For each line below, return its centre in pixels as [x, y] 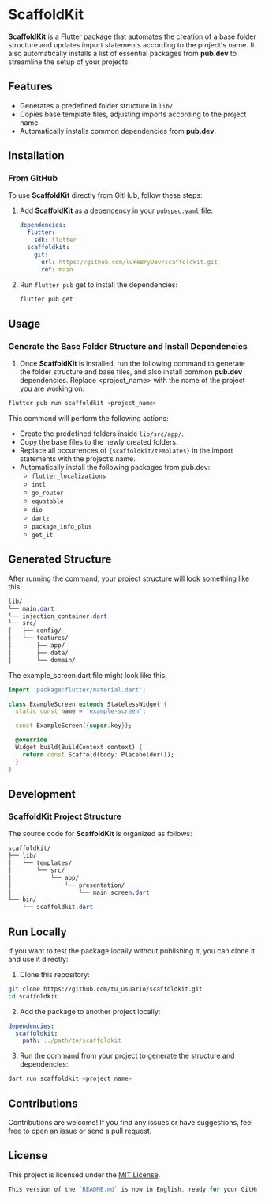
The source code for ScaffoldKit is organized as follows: [100, 834]
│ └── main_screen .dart [79, 892]
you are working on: [52, 388]
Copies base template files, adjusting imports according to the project [133, 114]
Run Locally [37, 932]
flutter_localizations [69, 476]
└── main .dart [32, 608]
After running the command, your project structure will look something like [129, 578]
